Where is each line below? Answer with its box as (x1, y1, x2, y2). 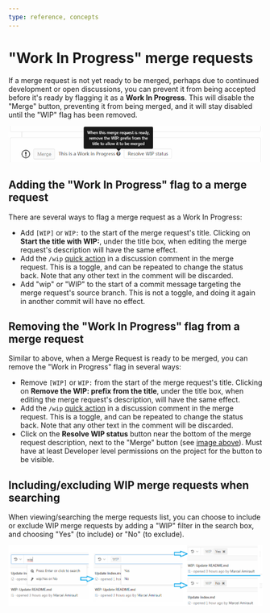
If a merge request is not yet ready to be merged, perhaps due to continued (8, 75, 260, 85)
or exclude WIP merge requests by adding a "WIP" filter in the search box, (8, 521, 255, 531)
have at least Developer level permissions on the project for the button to (19, 446, 263, 456)
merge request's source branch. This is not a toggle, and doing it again (19, 287, 256, 298)
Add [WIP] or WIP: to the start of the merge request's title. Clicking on (19, 227, 251, 237)
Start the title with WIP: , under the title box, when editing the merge (19, 236, 247, 246)
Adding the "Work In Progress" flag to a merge (8, 178, 247, 192)
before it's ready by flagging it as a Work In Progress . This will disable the (8, 93, 255, 102)
